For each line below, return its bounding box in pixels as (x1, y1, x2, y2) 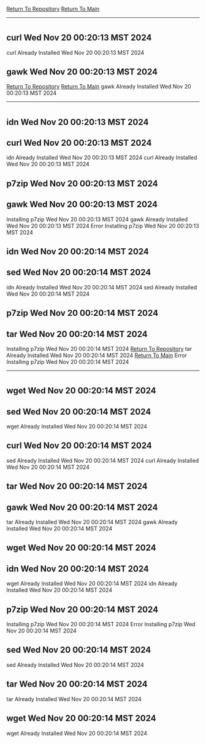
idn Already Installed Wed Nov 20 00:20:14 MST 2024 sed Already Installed (6, 283, 197, 291)
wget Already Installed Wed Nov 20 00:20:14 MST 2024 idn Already (6, 580, 178, 588)
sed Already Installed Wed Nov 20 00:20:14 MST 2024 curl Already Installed (6, 457, 199, 464)
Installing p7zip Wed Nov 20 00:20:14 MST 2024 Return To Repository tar (6, 345, 192, 353)
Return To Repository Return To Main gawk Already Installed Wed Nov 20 (6, 83, 191, 90)
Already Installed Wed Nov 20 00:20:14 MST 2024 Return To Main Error (6, 352, 188, 359)
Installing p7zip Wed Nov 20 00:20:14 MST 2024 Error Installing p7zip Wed (6, 621, 196, 628)
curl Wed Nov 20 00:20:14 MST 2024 (6, 441, 152, 451)
